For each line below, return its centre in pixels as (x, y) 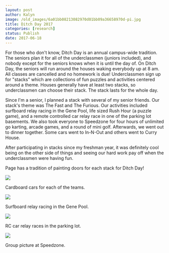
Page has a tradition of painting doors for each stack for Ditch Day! (75, 168)
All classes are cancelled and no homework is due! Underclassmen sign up (83, 74)
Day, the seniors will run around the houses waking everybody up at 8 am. (82, 68)
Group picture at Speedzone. (35, 245)
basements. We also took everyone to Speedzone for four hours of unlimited (84, 121)
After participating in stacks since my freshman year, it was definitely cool (82, 147)
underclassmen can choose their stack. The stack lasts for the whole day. (82, 90)
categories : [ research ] (30, 29)
